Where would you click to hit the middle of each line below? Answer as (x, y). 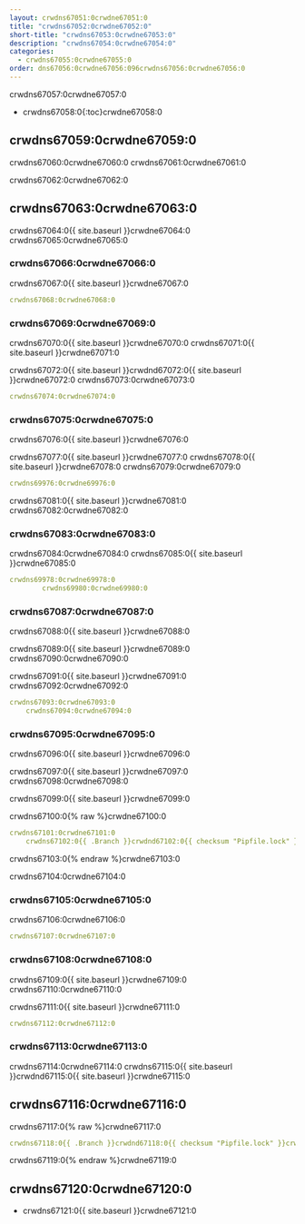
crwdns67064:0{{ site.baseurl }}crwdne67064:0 (100, 230)
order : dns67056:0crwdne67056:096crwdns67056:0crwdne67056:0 (128, 69)
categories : (32, 52)
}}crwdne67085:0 (43, 563)
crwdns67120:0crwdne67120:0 (101, 1189)
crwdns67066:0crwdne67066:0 (83, 263)
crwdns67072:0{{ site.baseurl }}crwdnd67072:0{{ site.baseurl (126, 370)
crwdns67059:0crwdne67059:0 (103, 140)
